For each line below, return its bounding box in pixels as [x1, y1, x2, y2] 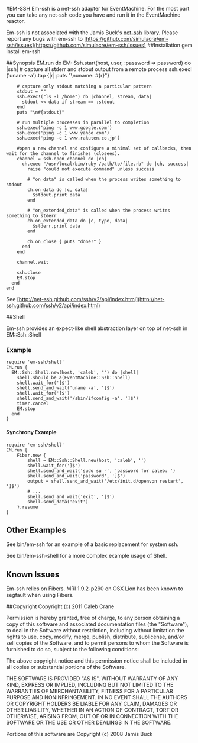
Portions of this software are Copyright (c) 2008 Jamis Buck [6, 731, 153, 738]
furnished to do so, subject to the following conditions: [6, 646, 139, 653]
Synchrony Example [6, 428, 57, 435]
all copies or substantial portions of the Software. [6, 664, 126, 671]
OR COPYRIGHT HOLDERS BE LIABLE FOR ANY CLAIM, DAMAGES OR [6, 700, 177, 708]
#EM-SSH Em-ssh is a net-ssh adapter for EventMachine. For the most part [6, 5, 190, 12]
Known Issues [6, 569, 60, 579]
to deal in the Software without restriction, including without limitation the [6, 627, 184, 634]
